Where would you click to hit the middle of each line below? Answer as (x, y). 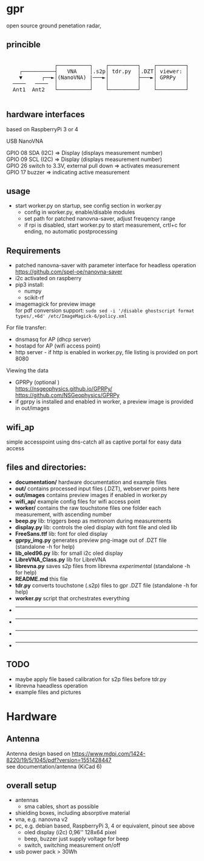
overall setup (32, 786)
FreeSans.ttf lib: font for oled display (61, 533)
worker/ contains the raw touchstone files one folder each (88, 508)
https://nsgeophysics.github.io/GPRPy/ (63, 389)
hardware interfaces (46, 115)
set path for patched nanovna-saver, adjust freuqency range (100, 219)
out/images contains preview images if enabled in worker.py (91, 495)
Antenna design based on (39, 753)
